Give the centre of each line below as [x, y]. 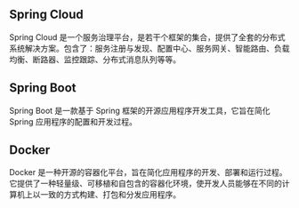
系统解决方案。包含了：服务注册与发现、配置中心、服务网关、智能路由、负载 [149, 48]
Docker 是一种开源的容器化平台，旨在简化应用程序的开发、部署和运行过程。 [148, 172]
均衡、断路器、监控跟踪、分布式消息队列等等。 [95, 59]
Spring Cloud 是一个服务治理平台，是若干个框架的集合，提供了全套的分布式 [147, 37]
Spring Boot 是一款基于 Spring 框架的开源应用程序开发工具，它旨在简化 [140, 110]
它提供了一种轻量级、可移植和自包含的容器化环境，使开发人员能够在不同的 [145, 184]
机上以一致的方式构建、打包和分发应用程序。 [98, 195]
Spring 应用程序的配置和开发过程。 [73, 121]
